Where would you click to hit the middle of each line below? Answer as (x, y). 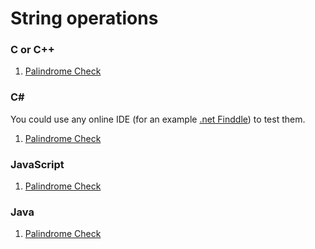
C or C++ (32, 50)
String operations (84, 18)
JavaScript (37, 164)
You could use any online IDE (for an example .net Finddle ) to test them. (158, 119)
